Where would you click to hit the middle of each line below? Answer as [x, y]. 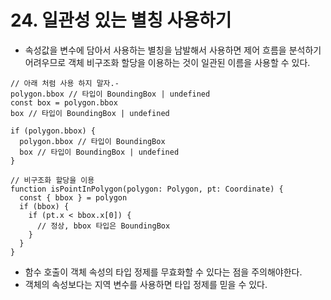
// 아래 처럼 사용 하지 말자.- [65, 83]
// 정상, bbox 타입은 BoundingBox [103, 226]
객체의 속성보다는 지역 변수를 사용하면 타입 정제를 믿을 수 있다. [146, 284]
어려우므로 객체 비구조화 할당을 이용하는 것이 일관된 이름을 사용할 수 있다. [167, 62]
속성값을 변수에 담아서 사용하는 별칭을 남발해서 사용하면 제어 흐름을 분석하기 [173, 50]
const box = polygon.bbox [64, 102]
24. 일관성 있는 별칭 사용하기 [121, 20]
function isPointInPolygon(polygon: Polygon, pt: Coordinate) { [147, 189]
